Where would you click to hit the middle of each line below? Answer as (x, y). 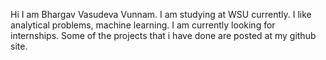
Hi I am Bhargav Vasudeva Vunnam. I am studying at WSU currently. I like (161, 14)
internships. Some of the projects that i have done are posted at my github (163, 35)
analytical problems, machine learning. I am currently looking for (143, 25)
